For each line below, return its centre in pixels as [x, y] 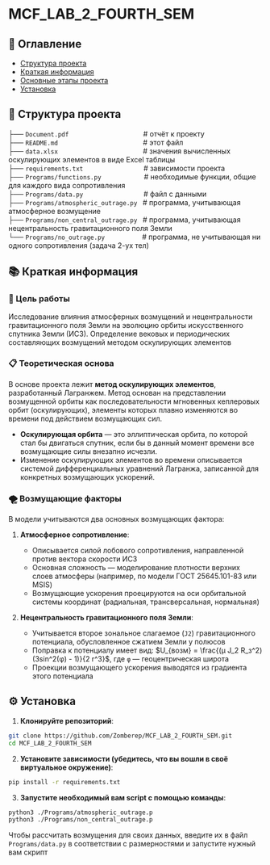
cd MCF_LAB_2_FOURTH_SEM [50, 743]
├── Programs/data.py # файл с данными [108, 194]
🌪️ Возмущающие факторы [65, 498]
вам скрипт [28, 852]
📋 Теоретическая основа [61, 363]
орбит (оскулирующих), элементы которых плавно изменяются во [123, 409]
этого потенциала [63, 676]
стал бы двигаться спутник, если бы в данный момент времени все [137, 443]
